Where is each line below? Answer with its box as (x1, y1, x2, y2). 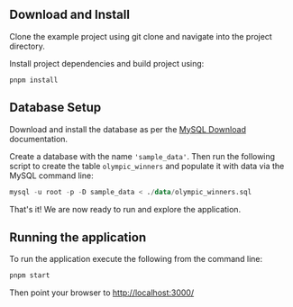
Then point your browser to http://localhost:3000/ (9, 287, 195, 298)
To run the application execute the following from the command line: (9, 254, 263, 265)
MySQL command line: (9, 170, 94, 181)
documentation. (9, 133, 69, 144)
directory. (9, 41, 45, 51)
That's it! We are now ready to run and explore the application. (9, 203, 242, 214)
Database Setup (9, 100, 102, 115)
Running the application (9, 230, 147, 245)
